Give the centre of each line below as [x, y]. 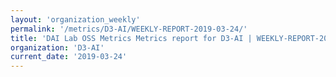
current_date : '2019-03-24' [69, 57]
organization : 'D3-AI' [57, 47]
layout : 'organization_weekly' [75, 19]
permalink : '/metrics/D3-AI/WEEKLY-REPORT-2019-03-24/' [129, 29]
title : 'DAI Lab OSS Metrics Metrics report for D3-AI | [131, 38]
